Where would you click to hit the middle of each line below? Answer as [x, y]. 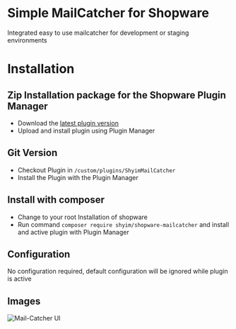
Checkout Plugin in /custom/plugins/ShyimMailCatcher [96, 170]
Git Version [33, 153]
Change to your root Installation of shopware [83, 217]
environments [27, 40]
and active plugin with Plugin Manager [73, 232]
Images [24, 301]
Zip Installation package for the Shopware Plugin [117, 95]
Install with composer [56, 200]
